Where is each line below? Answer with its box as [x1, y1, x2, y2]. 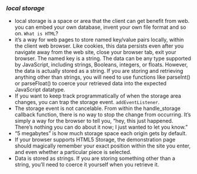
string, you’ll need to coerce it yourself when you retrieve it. [14, 161, 159, 168]
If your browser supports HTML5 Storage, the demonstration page [14, 136, 176, 143]
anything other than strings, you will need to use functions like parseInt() [14, 73, 191, 81]
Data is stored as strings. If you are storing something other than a [14, 155, 175, 162]
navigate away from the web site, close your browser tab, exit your [14, 49, 176, 56]
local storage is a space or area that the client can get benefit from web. [14, 18, 190, 25]
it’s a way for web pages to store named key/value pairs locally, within [14, 36, 184, 43]
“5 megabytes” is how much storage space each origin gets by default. [14, 130, 187, 137]
